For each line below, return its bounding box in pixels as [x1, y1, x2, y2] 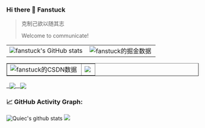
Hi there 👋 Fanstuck [6, 5, 66, 14]
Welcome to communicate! [21, 32, 89, 39]
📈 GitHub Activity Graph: [6, 98, 84, 106]
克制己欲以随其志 [21, 20, 65, 27]
